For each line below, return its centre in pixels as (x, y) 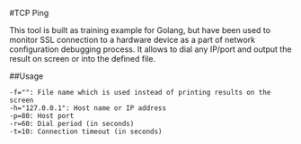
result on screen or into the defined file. (82, 59)
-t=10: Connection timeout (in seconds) (86, 131)
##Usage (27, 76)
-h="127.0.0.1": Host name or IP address (88, 108)
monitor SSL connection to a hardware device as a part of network (133, 40)
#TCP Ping (29, 13)
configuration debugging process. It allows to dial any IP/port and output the (150, 49)
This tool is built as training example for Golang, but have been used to (140, 30)
